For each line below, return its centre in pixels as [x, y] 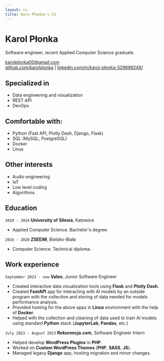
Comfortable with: [34, 121]
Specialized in [27, 83]
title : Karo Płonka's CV [31, 14]
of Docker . [23, 312]
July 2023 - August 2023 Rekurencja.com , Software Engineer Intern [75, 333]
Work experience [32, 264]
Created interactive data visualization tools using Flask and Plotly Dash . [85, 286]
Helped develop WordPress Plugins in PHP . [57, 342]
